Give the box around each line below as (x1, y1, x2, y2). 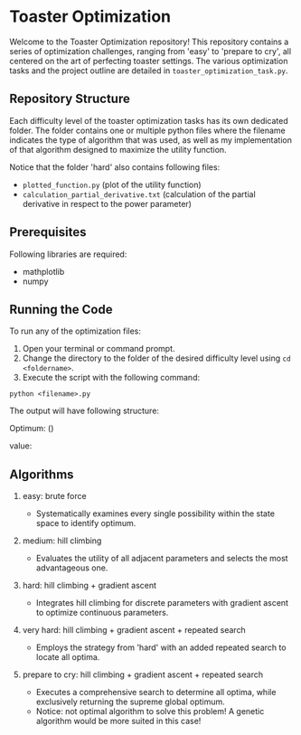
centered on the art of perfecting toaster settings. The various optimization (9, 55, 288, 66)
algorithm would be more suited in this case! (35, 716, 202, 727)
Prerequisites (9, 224, 87, 240)
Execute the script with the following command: (22, 372, 201, 383)
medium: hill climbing (22, 535, 102, 546)
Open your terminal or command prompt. (22, 344, 175, 354)
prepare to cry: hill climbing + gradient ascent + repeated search (22, 669, 264, 680)
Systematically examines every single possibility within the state (35, 508, 276, 519)
